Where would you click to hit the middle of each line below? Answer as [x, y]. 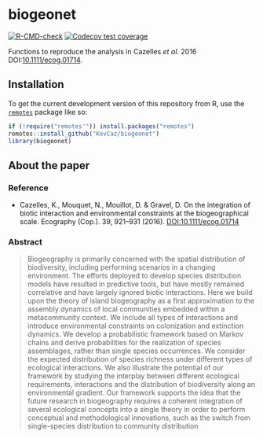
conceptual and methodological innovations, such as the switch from [139, 418]
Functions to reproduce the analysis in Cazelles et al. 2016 [102, 51]
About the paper [49, 166]
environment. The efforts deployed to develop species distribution [134, 276]
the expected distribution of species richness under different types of [140, 359]
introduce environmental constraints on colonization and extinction [135, 326]
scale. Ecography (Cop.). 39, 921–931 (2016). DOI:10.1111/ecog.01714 [129, 222]
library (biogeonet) [40, 141]
